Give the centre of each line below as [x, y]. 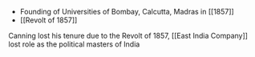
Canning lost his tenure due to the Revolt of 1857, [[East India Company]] [128, 36]
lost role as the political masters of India [74, 44]
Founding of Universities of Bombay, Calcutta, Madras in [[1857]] [127, 12]
